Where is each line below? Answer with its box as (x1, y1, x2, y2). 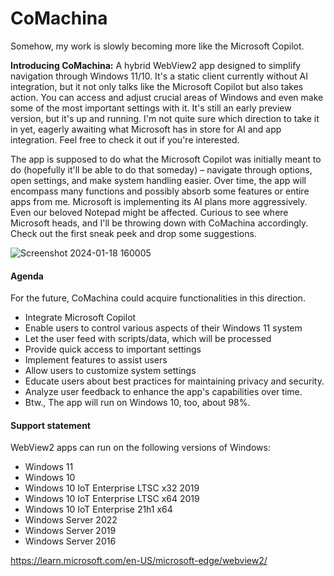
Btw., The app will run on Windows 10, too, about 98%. (24, 397, 251, 409)
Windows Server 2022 (24, 514, 118, 526)
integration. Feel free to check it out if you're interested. (10, 133, 240, 146)
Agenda (10, 270, 44, 282)
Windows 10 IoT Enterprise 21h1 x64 (24, 503, 173, 516)
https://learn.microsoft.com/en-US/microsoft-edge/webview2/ (10, 555, 268, 567)
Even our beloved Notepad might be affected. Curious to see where (10, 206, 289, 218)
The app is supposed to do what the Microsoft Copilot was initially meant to (10, 153, 322, 165)
